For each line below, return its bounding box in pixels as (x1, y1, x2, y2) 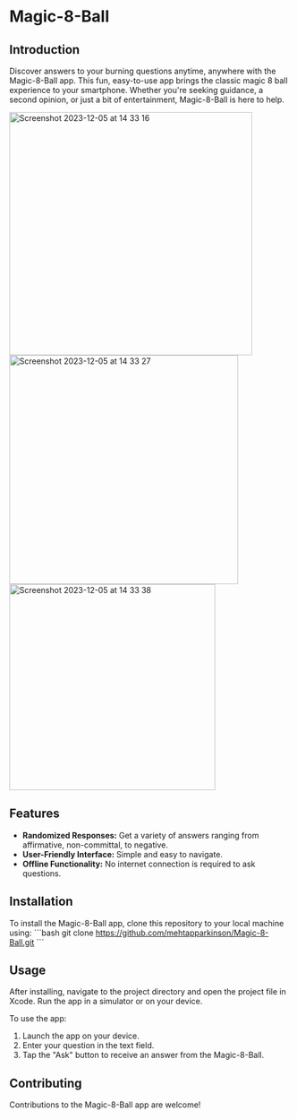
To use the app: (9, 1013, 67, 1024)
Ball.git (9, 936, 35, 947)
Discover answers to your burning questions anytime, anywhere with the (9, 65, 276, 76)
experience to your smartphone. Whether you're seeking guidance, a (9, 85, 264, 95)
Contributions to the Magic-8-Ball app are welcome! (9, 1099, 201, 1110)
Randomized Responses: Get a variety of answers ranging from (21, 830, 259, 840)
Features (9, 806, 60, 822)
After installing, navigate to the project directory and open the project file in (9, 986, 286, 997)
